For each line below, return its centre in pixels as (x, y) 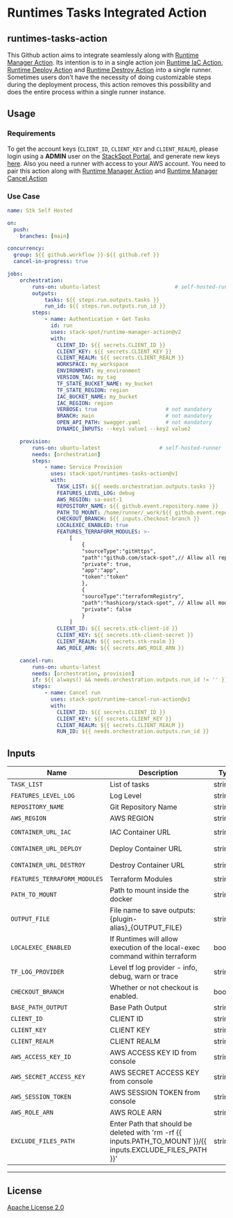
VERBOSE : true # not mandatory (135, 410)
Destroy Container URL (147, 865)
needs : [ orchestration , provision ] (84, 674)
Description (158, 773)
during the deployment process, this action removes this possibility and (109, 84)
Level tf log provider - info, (154, 968)
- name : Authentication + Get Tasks (97, 319)
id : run (62, 326)
